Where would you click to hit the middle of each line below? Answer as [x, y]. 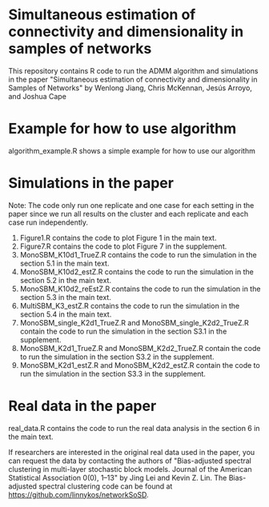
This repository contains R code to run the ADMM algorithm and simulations [133, 70]
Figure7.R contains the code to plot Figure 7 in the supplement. [123, 246]
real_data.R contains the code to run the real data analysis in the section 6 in [134, 428]
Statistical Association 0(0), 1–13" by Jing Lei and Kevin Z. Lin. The [118, 477]
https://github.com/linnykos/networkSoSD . [79, 494]
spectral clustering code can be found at [106, 486]
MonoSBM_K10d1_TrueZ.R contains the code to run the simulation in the [139, 254]
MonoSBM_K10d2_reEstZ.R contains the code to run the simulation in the [140, 289]
